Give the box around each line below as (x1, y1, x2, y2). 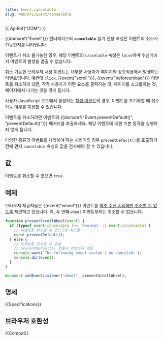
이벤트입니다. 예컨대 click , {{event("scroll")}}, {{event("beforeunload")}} (5, 75, 150, 81)
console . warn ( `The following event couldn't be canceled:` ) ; (14, 250, 142, 256)
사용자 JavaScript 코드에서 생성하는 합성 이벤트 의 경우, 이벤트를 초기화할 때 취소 (5, 97, 160, 103)
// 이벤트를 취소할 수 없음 (14, 242, 61, 247)
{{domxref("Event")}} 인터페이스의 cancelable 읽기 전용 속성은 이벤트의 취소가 (5, 35, 159, 41)
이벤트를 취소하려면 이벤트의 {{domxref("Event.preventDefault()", (5, 114, 134, 120)
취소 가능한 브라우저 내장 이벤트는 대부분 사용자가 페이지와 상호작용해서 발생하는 (5, 68, 159, 74)
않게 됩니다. (10, 126, 33, 132)
